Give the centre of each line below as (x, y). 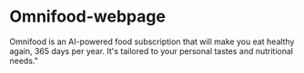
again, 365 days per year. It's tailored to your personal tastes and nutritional (152, 50)
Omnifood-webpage (88, 17)
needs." (24, 60)
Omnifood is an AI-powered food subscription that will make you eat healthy (152, 41)
